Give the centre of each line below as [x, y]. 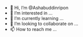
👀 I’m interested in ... [31, 13]
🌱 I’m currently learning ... [37, 18]
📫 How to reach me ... [33, 29]
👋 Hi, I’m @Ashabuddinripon [39, 8]
